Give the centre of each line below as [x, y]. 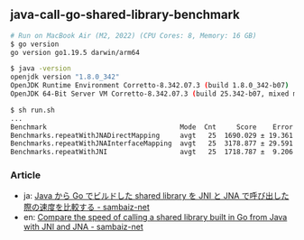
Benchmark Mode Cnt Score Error [152, 127]
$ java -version [41, 69]
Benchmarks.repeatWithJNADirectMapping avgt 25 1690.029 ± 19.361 [152, 135]
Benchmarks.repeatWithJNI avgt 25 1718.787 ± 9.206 [152, 152]
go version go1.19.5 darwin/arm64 [75, 52]
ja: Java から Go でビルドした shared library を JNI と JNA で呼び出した [156, 196]
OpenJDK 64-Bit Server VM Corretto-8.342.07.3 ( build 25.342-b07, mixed [150, 94]
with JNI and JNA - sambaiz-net [83, 227]
